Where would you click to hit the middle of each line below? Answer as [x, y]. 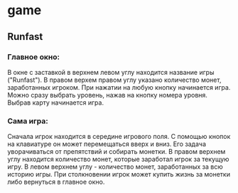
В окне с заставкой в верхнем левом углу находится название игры [111, 72]
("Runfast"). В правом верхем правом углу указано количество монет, [114, 80]
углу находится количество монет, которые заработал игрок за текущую [118, 160]
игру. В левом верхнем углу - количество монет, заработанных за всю [115, 167]
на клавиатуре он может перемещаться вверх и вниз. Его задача [107, 144]
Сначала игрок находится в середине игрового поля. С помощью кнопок [119, 137]
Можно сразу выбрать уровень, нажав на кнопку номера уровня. [108, 95]
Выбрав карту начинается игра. [56, 103]
